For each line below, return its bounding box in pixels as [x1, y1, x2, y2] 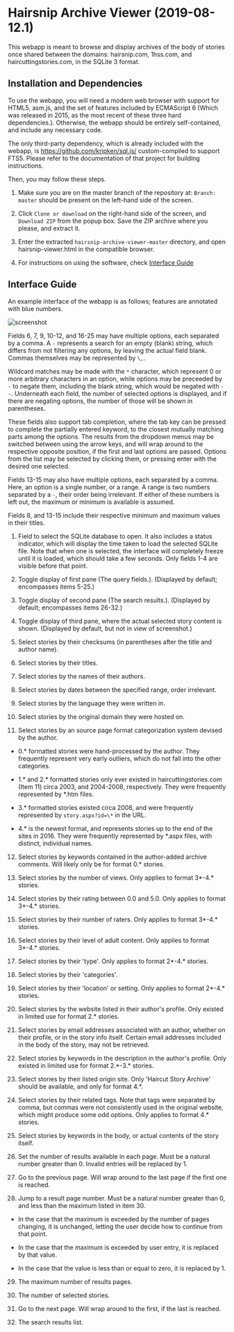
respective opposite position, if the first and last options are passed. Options [8, 447, 226, 455]
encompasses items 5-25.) [17, 582, 95, 591]
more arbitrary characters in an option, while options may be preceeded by [8, 374, 223, 383]
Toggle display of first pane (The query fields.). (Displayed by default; [17, 575, 218, 583]
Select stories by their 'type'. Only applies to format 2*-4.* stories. [17, 957, 209, 965]
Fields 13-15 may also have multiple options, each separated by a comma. [8, 475, 219, 484]
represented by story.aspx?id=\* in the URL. [17, 811, 147, 819]
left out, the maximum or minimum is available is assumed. [8, 498, 175, 506]
